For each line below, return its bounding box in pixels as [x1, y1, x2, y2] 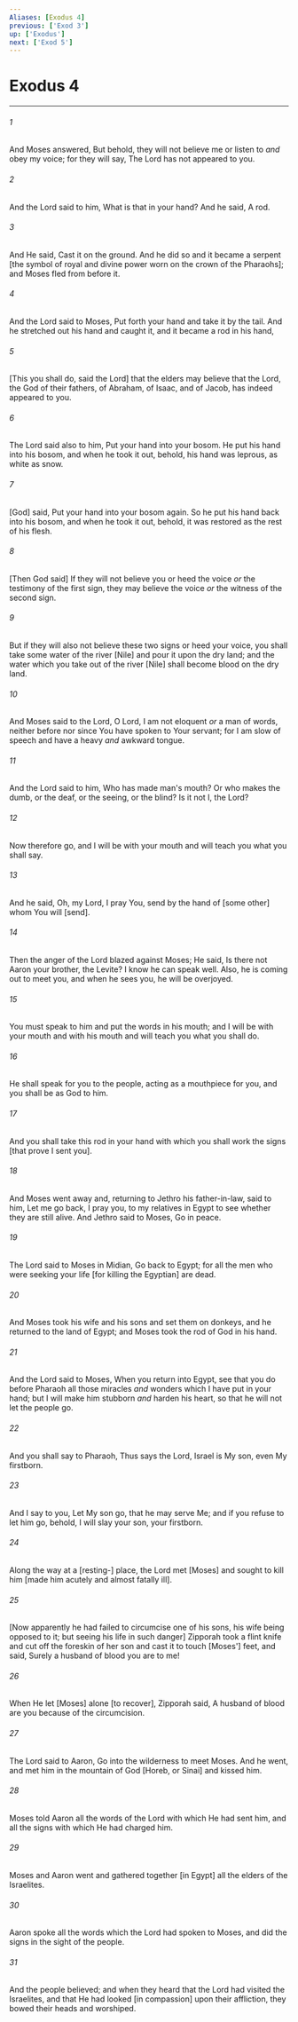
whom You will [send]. [9, 906, 90, 917]
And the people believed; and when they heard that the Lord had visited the [9, 1985, 286, 1995]
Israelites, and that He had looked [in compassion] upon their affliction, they [9, 1994, 286, 2004]
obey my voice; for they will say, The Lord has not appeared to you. [9, 154, 255, 164]
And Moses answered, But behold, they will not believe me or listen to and [9, 144, 280, 155]
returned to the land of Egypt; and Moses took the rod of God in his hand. [9, 1326, 278, 1337]
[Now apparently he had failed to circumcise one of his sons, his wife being [9, 1622, 285, 1633]
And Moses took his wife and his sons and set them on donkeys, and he [9, 1317, 272, 1328]
